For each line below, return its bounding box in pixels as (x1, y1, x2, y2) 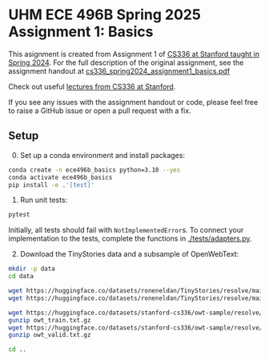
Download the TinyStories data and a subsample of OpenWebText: (19, 249, 239, 259)
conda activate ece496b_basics (8, 173, 113, 181)
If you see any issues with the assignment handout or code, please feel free (8, 97, 259, 107)
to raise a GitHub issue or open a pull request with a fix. (8, 106, 191, 115)
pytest (8, 211, 30, 219)
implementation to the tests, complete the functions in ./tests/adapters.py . (8, 234, 252, 244)
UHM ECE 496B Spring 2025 (8, 6, 202, 24)
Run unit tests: (19, 195, 68, 205)
